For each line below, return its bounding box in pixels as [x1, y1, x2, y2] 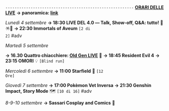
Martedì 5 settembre [5, 43, 49, 48]
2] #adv [5, 33, 22, 39]
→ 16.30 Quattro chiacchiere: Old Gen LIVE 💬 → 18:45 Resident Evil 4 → [5, 52, 160, 58]
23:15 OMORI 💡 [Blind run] [5, 58, 65, 64]
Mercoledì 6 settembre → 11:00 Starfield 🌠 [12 [5, 68, 103, 74]
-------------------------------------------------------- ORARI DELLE [5, 5, 164, 10]
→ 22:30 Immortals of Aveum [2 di [14, 25, 91, 31]
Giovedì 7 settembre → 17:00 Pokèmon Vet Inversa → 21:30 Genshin [5, 82, 152, 88]
